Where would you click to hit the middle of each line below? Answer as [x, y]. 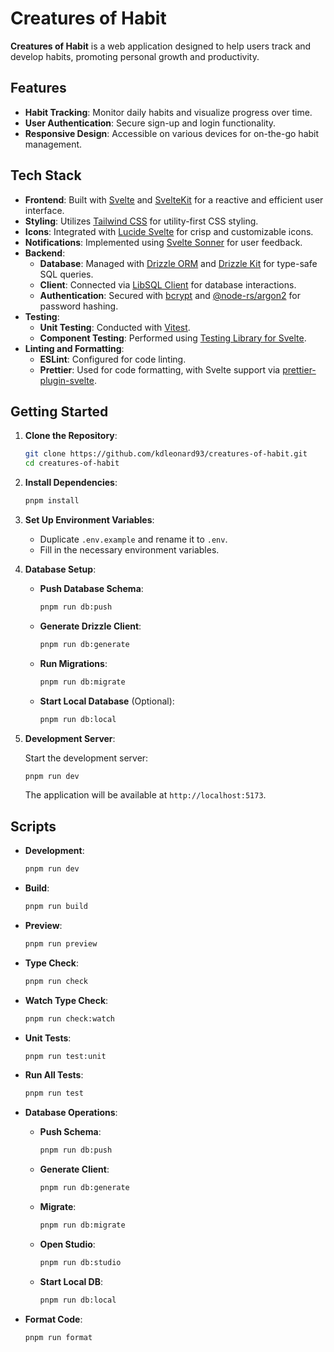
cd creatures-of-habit [72, 463]
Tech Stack [46, 175]
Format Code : [53, 1319]
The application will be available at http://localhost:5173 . [145, 795]
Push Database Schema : [91, 588]
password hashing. [79, 306]
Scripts [33, 826]
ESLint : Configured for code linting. [113, 359]
